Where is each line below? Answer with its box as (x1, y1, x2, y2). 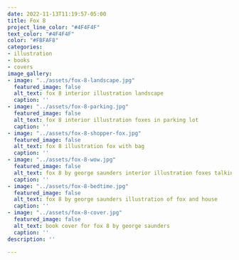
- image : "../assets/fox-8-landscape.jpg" (7, 76, 135, 84)
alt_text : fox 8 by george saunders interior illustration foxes (14, 169, 212, 177)
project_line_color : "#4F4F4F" (7, 24, 100, 31)
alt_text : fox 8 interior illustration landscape (14, 90, 164, 97)
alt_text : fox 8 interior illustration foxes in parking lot (14, 116, 199, 123)
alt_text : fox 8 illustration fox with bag (14, 143, 144, 150)
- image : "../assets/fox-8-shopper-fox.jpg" (7, 130, 142, 137)
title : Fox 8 (7, 17, 46, 24)
